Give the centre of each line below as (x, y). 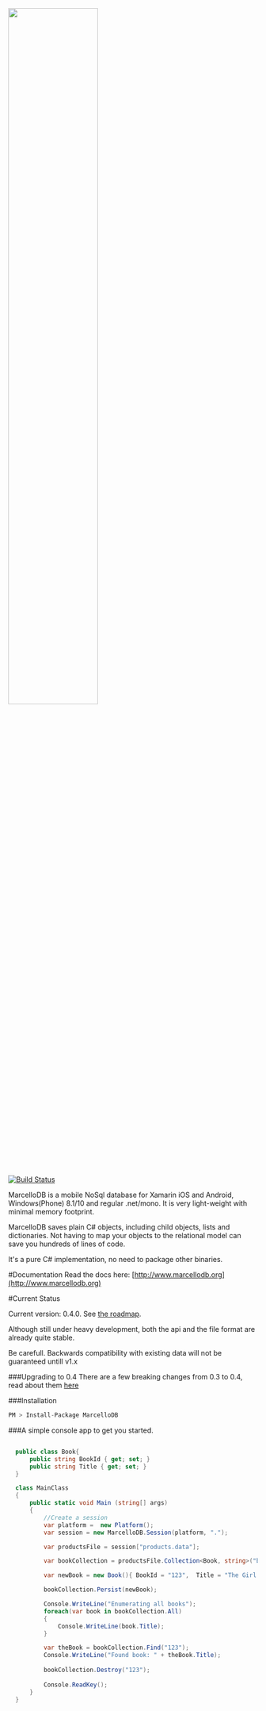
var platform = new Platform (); (99, 1525)
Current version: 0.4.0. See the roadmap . (75, 1314)
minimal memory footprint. (51, 1212)
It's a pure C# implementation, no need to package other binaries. (116, 1259)
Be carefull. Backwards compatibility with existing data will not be (115, 1353)
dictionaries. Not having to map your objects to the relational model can (125, 1235)
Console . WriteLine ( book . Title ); (111, 1626)
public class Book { (47, 1452)
